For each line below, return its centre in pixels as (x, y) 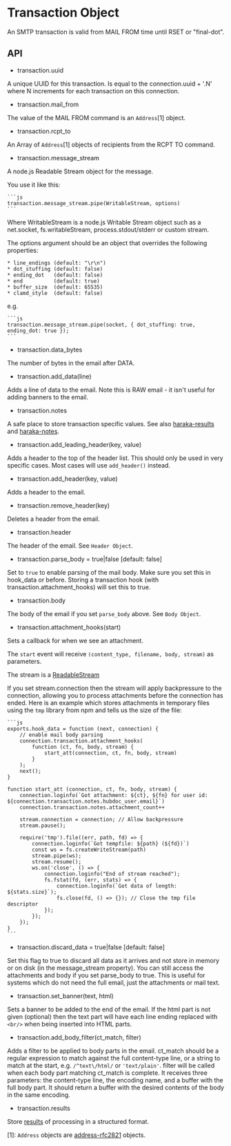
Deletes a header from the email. (53, 519)
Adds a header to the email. (47, 492)
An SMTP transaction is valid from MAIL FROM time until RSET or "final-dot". (116, 32)
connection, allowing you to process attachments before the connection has (115, 695)
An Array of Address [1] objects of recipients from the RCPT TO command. (111, 144)
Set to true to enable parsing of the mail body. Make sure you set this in (109, 572)
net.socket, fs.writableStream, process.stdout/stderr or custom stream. (108, 229)
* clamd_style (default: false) (55, 293)
